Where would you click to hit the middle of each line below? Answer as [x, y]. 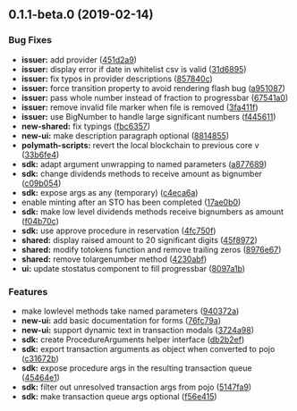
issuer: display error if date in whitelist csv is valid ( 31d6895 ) [134, 69]
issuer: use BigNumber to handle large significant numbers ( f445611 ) [148, 116]
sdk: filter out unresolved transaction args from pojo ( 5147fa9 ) [136, 387]
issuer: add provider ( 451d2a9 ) [79, 59]
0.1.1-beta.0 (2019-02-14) [81, 15]
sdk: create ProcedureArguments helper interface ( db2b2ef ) [133, 340]
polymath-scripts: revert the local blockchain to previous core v [140, 145]
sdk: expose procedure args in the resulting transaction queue [136, 368]
